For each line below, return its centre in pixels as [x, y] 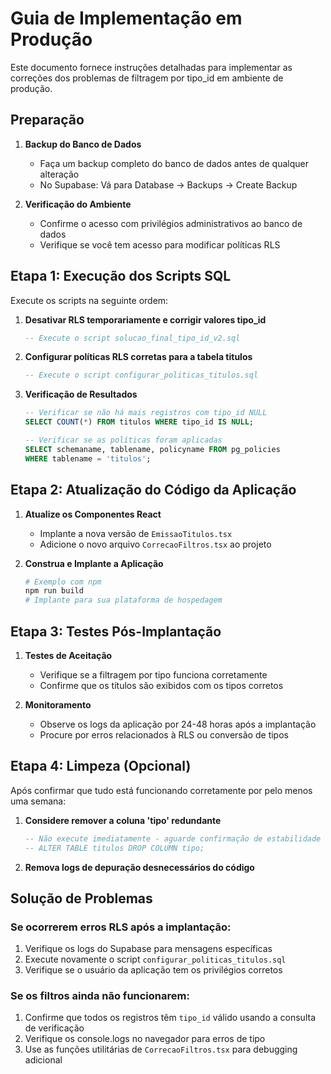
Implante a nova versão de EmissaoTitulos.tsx [136, 533]
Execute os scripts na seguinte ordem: [89, 300]
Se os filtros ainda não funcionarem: [100, 996]
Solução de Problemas [81, 898]
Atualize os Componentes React [93, 514]
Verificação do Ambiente [78, 204]
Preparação [47, 120]
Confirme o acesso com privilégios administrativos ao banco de [171, 223]
